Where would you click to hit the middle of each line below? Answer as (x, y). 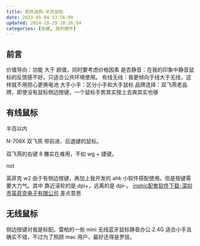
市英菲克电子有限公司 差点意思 (44, 193)
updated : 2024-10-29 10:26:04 (44, 23)
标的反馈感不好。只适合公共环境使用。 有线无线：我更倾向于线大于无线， (96, 77)
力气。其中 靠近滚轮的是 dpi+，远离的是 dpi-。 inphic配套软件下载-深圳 (104, 186)
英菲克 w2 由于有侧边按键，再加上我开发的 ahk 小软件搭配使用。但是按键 (96, 178)
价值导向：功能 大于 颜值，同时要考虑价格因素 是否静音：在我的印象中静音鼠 (100, 70)
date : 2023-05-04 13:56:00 (40, 17)
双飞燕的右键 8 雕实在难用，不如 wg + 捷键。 (62, 154)
